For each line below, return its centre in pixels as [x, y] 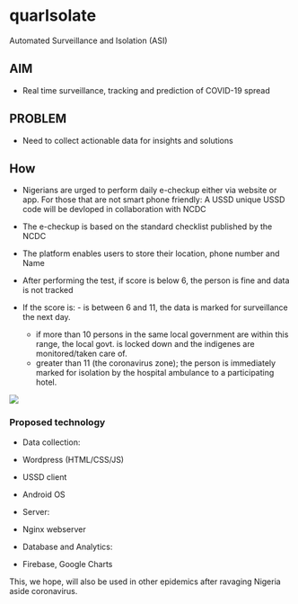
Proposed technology [57, 422]
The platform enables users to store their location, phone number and [151, 253]
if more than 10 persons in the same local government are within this [162, 334]
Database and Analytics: [67, 546]
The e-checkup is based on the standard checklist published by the [147, 226]
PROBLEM [38, 119]
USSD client [44, 476]
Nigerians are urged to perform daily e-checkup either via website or [149, 191]
